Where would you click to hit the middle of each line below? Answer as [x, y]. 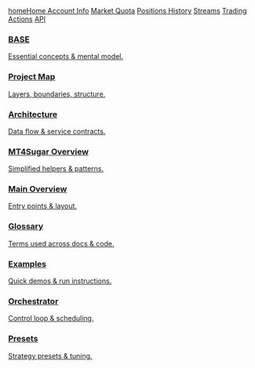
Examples [27, 264]
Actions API [27, 19]
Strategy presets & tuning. [50, 355]
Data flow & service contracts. [57, 131]
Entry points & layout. [42, 206]
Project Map [32, 77]
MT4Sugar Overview [48, 151]
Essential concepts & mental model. [66, 56]
